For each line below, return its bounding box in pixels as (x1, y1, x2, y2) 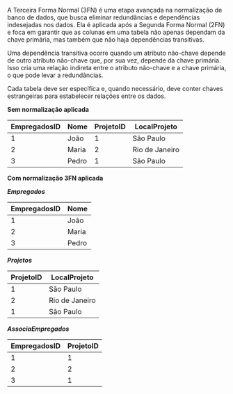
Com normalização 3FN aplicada (7, 174, 104, 182)
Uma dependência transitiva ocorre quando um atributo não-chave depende (7, 49, 226, 57)
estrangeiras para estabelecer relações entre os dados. (7, 92, 166, 100)
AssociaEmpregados (7, 325, 70, 333)
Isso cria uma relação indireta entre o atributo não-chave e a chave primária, (7, 64, 227, 72)
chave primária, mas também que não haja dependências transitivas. (7, 35, 204, 44)
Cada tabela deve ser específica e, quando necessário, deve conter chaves (7, 85, 224, 92)
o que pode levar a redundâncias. (7, 71, 104, 79)
